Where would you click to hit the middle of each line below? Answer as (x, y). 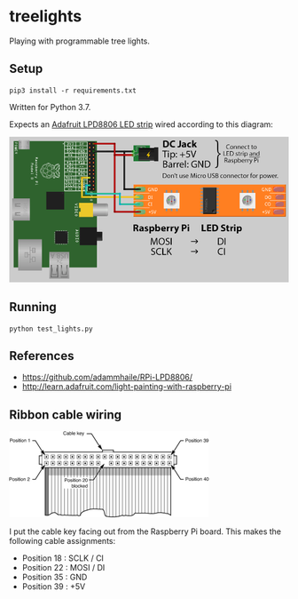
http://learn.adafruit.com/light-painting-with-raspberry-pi (127, 387)
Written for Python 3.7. (50, 107)
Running (33, 307)
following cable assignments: (63, 541)
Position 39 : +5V (54, 587)
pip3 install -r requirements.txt (73, 91)
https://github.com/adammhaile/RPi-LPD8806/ (107, 377)
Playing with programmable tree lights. (80, 41)
